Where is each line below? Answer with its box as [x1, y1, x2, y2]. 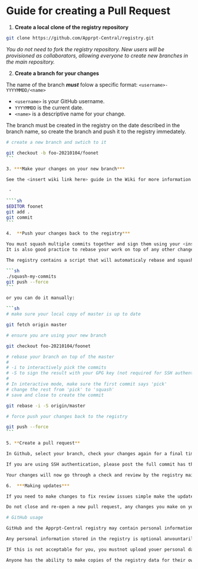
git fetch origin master [6, 322, 67, 328]
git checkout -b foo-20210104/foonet [6, 150, 99, 156]
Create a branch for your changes [14, 70, 99, 77]
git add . [6, 209, 31, 215]
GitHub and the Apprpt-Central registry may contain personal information [6, 525, 194, 531]
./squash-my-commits [6, 273, 57, 279]
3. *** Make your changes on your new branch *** [6, 166, 126, 172]
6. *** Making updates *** [6, 482, 70, 489]
